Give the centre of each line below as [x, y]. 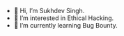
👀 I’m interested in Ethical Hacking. [64, 18]
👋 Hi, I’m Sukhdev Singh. [49, 11]
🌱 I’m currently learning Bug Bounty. [66, 25]
